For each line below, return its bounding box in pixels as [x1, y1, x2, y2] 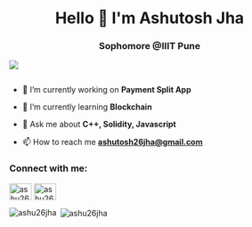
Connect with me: [9, 162, 88, 174]
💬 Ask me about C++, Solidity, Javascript [21, 119, 176, 130]
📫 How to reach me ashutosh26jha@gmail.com [21, 137, 203, 148]
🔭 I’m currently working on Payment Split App [21, 85, 191, 95]
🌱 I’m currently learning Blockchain [21, 101, 153, 112]
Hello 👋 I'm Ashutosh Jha [54, 8, 245, 28]
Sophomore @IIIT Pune [98, 40, 201, 53]
